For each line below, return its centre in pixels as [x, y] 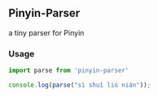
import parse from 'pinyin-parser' [69, 71]
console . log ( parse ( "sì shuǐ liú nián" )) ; [80, 85]
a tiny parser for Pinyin [46, 32]
